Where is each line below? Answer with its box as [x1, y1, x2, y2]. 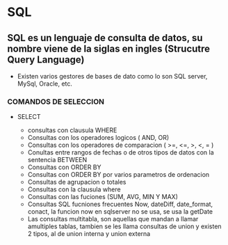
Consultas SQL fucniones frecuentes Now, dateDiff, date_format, [27, 200, 213, 209]
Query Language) [7, 54, 85, 65]
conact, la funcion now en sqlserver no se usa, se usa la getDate [27, 207, 213, 216]
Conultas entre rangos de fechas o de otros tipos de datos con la [27, 148, 214, 157]
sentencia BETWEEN [27, 156, 88, 164]
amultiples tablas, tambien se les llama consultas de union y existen [27, 222, 222, 230]
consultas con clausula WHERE [27, 126, 117, 134]
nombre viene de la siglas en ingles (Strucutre [7, 42, 211, 54]
